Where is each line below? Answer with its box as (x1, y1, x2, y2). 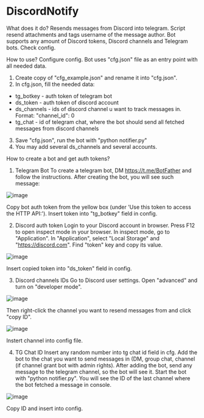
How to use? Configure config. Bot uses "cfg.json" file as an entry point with (6, 56, 198, 63)
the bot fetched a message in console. (15, 381, 111, 388)
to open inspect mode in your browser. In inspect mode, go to (15, 228, 171, 236)
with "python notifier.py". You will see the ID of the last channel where (15, 374, 191, 382)
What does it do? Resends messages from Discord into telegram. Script (6, 24, 186, 32)
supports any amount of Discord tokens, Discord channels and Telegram (6, 37, 188, 45)
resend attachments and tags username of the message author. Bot (6, 31, 176, 38)
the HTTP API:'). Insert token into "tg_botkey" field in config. (6, 209, 158, 217)
